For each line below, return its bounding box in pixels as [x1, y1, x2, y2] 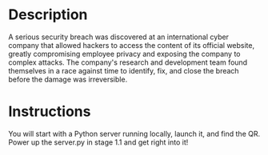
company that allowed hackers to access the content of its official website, [8, 40, 255, 50]
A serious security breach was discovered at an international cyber [8, 32, 230, 42]
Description [8, 6, 88, 24]
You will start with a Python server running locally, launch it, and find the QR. [8, 129, 261, 138]
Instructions [8, 102, 91, 121]
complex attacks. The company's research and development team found [8, 58, 248, 67]
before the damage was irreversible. [8, 74, 128, 84]
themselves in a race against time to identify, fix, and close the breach [8, 66, 239, 75]
